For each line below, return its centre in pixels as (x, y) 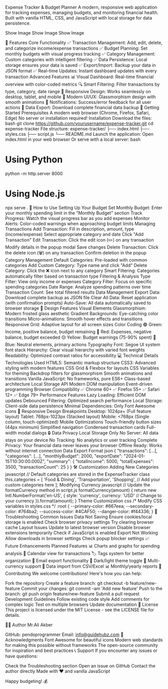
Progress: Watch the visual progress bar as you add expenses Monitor (77, 218)
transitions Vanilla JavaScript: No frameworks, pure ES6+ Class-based (78, 378)
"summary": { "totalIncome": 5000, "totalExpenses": (100, 461)
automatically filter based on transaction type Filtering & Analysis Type (78, 276)
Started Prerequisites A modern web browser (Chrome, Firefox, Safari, (77, 113)
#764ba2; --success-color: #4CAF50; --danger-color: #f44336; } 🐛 (88, 511)
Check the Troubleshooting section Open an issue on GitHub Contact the (80, 665)
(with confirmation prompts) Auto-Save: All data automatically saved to (78, 303)
